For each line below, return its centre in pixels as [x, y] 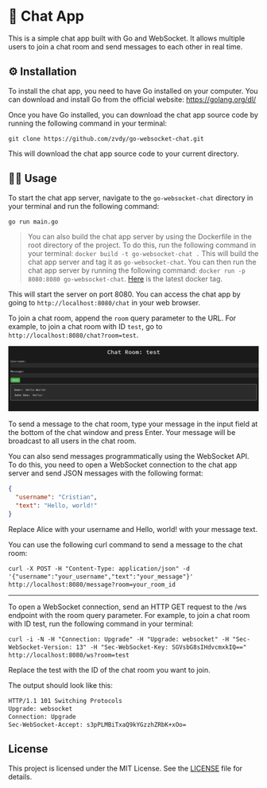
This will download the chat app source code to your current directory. [124, 153]
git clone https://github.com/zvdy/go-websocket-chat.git [106, 138]
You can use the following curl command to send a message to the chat [126, 545]
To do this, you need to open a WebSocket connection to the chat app [123, 465]
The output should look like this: [60, 685]
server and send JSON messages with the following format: [106, 473]
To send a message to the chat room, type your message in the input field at [133, 424]
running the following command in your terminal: [87, 123]
